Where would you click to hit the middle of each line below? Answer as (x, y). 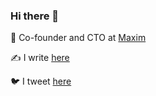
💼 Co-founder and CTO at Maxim (78, 38)
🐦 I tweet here (41, 81)
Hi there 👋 (35, 16)
